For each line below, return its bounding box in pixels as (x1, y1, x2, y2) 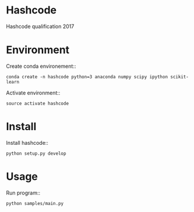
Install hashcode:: (6, 139, 48, 146)
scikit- (170, 74, 189, 79)
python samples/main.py (6, 200, 64, 206)
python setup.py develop (6, 150, 66, 157)
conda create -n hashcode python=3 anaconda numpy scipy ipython (6, 74, 168, 79)
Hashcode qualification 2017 (6, 23, 75, 30)
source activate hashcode (6, 100, 69, 106)
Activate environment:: (6, 89, 61, 96)
